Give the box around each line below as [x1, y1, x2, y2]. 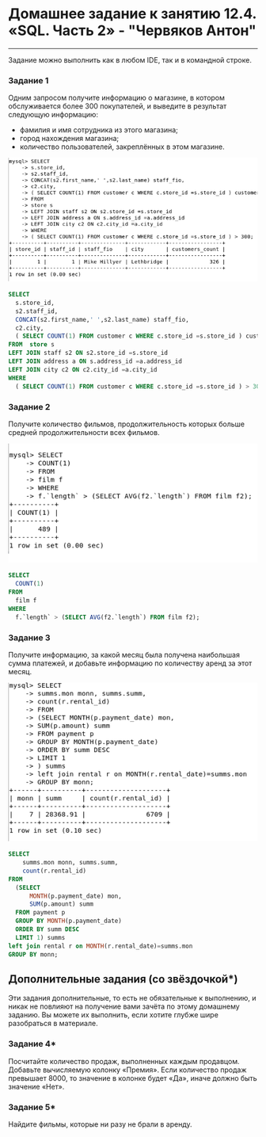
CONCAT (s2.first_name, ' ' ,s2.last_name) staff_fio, [15, 315, 190, 323]
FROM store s [8, 341, 55, 349]
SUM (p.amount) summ [28, 900, 93, 908]
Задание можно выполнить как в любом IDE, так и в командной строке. [8, 55, 252, 64]
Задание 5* [8, 1101, 56, 1112]
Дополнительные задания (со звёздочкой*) [8, 972, 238, 986]
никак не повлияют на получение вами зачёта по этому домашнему [8, 1002, 240, 1011]
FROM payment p [15, 909, 66, 917]
